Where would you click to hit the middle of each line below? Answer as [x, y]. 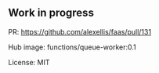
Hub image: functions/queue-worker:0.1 [72, 47]
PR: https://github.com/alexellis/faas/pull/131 [79, 31]
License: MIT [29, 62]
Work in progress [51, 13]
